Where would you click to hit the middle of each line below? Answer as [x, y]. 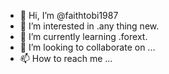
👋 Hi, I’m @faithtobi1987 [69, 15]
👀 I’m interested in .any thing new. [89, 26]
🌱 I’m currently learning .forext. [83, 36]
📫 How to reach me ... [66, 58]
